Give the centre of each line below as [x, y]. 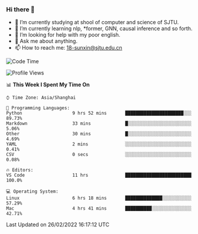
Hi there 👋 [21, 9]
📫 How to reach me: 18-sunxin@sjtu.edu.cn [68, 48]
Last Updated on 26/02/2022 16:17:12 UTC [58, 225]
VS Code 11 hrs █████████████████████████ [99, 175]
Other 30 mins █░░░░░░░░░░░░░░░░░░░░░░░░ [99, 134]
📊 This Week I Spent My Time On [48, 84]
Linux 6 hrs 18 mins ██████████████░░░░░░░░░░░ [99, 198]
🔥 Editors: [20, 170]
